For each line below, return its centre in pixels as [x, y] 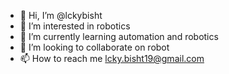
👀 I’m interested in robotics [75, 26]
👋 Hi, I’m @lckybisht [61, 15]
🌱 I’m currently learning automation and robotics [119, 36]
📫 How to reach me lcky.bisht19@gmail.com [112, 58]
